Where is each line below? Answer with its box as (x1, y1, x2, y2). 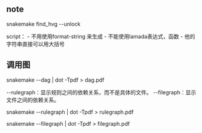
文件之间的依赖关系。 (6, 96, 59, 103)
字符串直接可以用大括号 (6, 40, 65, 47)
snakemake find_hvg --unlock (6, 20, 81, 27)
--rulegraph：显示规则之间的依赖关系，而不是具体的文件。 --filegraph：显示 (6, 88, 197, 96)
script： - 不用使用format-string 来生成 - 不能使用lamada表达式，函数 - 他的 (6, 33, 195, 40)
